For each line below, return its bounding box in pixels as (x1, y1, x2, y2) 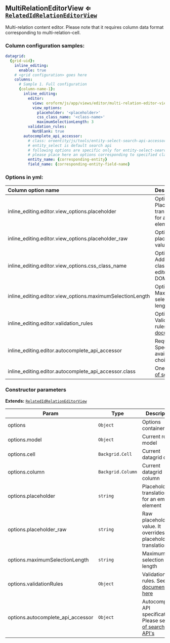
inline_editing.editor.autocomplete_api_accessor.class (8, 368, 136, 375)
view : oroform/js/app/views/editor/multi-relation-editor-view (32, 101, 168, 106)
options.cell (8, 450, 35, 457)
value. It (142, 523, 161, 530)
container (142, 424, 165, 432)
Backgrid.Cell (98, 451, 133, 457)
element (142, 502, 162, 509)
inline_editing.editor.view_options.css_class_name (8, 263, 127, 270)
